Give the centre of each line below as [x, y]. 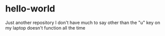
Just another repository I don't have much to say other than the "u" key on [83, 22]
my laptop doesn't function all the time [45, 27]
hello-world [30, 9]
